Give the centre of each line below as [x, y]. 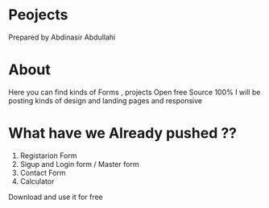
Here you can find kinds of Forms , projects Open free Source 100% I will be [134, 92]
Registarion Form [48, 156]
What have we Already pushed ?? [123, 133]
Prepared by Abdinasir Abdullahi [62, 37]
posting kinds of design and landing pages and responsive [106, 100]
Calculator [37, 181]
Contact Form [43, 173]
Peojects [38, 15]
